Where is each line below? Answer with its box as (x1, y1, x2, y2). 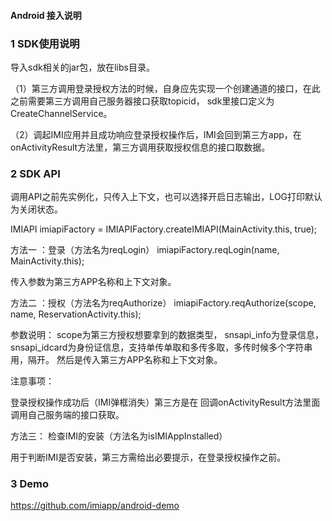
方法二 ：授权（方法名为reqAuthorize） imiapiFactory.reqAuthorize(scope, (10, 297, 317, 309)
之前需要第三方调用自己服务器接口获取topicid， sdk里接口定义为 (10, 95, 275, 107)
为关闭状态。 (10, 203, 63, 215)
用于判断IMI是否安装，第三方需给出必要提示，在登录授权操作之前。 (10, 451, 287, 464)
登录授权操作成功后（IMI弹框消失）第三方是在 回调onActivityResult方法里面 (10, 396, 321, 409)
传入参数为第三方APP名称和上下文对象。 (10, 276, 177, 288)
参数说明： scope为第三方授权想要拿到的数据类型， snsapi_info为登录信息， (10, 329, 324, 341)
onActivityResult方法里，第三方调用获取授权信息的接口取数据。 (10, 141, 271, 153)
